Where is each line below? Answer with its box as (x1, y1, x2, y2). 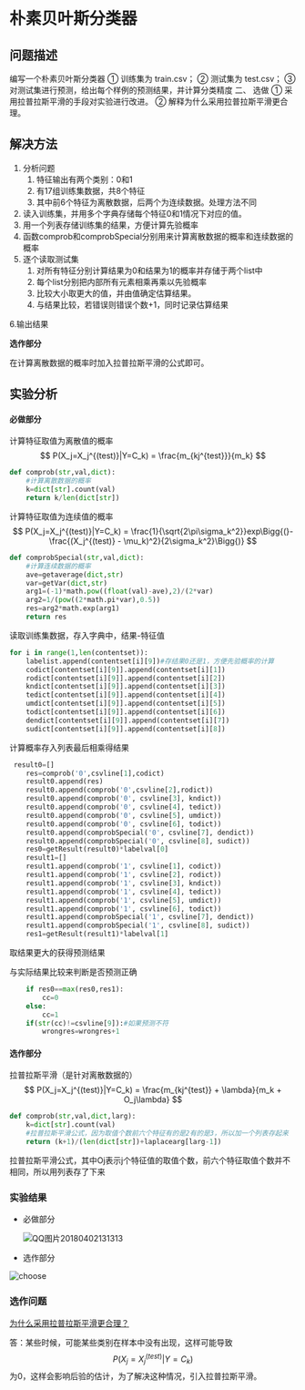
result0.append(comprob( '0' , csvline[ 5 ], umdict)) (25, 811, 222, 820)
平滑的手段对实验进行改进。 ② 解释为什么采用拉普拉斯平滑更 (48, 97, 280, 107)
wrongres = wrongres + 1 (42, 1027, 120, 1037)
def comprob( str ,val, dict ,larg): (9, 1112, 137, 1121)
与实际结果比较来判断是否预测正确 (9, 966, 137, 977)
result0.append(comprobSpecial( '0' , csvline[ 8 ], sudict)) (25, 836, 250, 845)
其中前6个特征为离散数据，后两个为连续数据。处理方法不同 (36, 197, 258, 208)
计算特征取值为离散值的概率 (9, 435, 114, 446)
